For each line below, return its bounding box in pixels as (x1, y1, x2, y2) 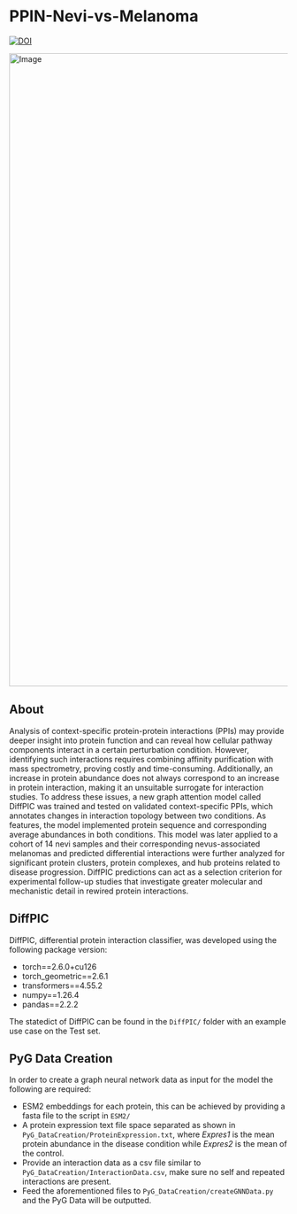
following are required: (9, 1084, 91, 1094)
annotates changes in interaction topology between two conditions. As (9, 810, 267, 821)
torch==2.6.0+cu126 (21, 961, 97, 971)
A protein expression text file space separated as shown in (21, 1120, 236, 1131)
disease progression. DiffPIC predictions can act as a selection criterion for (9, 866, 283, 878)
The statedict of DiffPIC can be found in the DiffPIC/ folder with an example (9, 1016, 286, 1026)
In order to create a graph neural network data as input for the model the (9, 1074, 274, 1086)
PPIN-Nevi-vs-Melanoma (9, 6, 199, 27)
